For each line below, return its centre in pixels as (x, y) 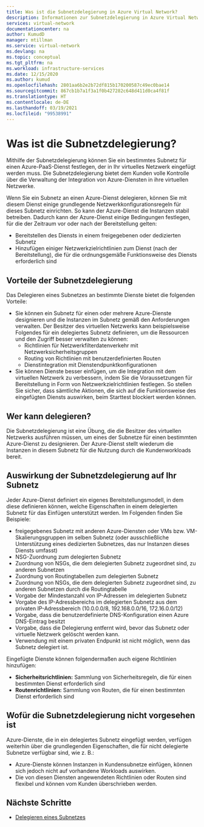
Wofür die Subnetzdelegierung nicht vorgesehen (101, 716)
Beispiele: (19, 519)
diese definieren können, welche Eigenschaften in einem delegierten (92, 506)
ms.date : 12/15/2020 (32, 74)
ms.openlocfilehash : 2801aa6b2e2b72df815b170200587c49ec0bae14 (88, 86)
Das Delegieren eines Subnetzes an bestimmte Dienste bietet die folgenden (101, 295)
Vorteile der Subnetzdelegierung (70, 280)
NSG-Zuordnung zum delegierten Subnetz (68, 557)
